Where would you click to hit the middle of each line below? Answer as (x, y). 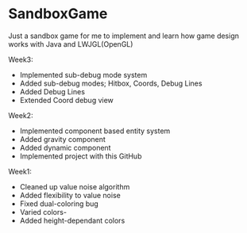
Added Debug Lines (52, 91)
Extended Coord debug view (66, 100)
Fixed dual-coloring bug (59, 204)
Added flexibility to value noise (70, 195)
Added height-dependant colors (72, 220)
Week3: (21, 59)
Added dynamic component (65, 147)
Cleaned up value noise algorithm (75, 186)
